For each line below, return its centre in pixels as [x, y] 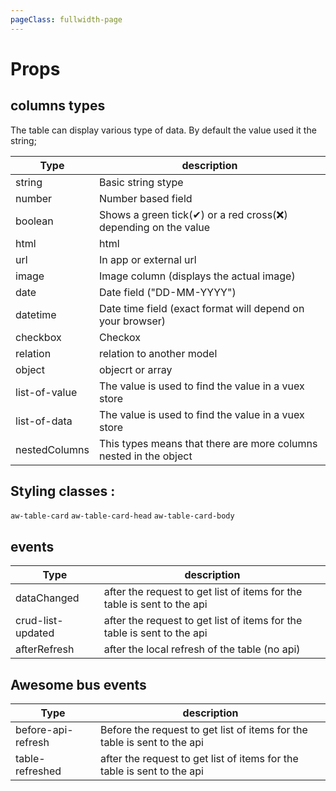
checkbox [38, 337]
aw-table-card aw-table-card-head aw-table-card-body [122, 516]
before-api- [44, 730]
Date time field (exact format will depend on [201, 308]
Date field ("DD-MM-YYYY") [167, 292]
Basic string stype [141, 182]
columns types [58, 106]
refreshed [38, 771]
